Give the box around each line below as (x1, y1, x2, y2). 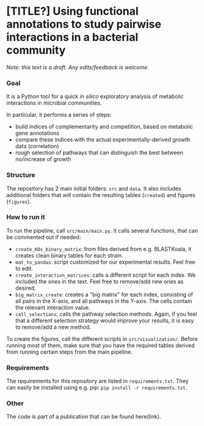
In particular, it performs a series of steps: (6, 111, 112, 119)
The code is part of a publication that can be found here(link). (6, 413, 161, 420)
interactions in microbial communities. (6, 99, 102, 106)
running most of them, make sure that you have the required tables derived (6, 342, 195, 349)
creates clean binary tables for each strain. (15, 252, 123, 259)
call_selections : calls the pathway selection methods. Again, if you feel (15, 310, 197, 318)
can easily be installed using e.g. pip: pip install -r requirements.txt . (6, 384, 188, 391)
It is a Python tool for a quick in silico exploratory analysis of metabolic (6, 93, 184, 100)
